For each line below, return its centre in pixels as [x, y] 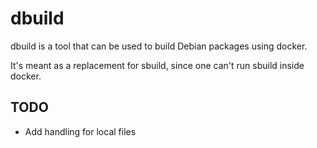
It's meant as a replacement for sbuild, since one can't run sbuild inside [157, 65]
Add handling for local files [80, 131]
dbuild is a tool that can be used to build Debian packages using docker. [159, 46]
